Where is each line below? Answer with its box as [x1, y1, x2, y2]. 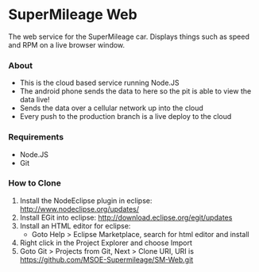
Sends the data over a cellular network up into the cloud [19, 103, 204, 113]
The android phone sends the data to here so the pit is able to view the [19, 86, 252, 96]
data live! [19, 95, 50, 105]
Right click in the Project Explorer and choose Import [19, 238, 193, 247]
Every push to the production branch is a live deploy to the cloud [19, 112, 232, 121]
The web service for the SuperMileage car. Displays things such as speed [8, 32, 250, 41]
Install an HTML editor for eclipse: [19, 220, 131, 231]
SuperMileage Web [8, 6, 137, 24]
